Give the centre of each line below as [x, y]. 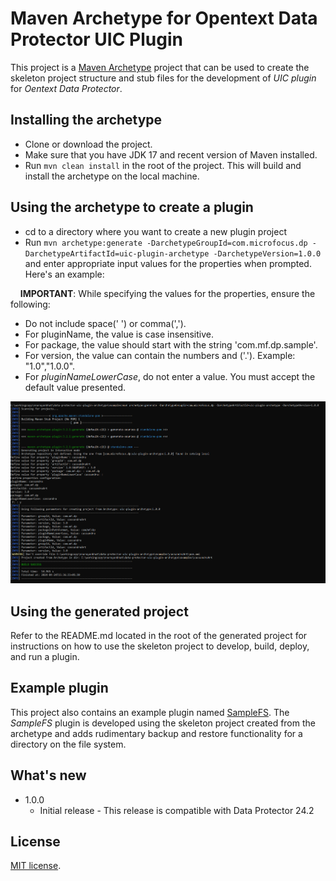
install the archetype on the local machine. [112, 176]
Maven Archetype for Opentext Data [164, 18]
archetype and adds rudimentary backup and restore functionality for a [156, 733]
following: [30, 304]
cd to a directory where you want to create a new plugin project [155, 231]
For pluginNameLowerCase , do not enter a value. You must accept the [170, 376]
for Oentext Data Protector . [66, 88]
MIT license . [36, 866]
